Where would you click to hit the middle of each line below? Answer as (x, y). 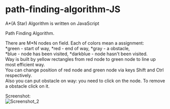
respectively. (19, 75)
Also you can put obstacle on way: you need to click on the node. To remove (85, 81)
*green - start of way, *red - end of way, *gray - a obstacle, (68, 48)
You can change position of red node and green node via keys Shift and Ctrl (84, 70)
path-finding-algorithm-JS (63, 9)
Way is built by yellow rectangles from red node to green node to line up (81, 59)
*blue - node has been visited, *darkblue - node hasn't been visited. (77, 54)
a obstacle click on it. (27, 86)
